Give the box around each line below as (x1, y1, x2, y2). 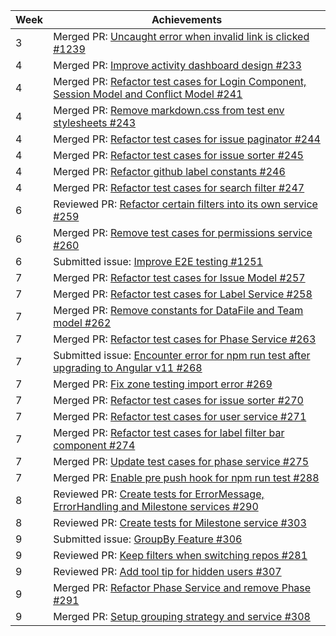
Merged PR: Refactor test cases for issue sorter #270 (53, 394, 304, 407)
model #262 (53, 316, 112, 329)
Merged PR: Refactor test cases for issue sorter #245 (53, 149, 304, 162)
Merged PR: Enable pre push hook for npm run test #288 (53, 471, 320, 484)
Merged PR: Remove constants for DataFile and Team (53, 304, 304, 317)
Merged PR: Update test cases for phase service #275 (53, 455, 310, 468)
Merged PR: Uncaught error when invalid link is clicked (53, 30, 310, 43)
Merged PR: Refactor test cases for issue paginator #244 (53, 132, 321, 146)
